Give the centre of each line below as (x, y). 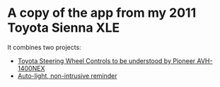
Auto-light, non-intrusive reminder (67, 76)
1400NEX (31, 68)
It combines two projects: (44, 47)
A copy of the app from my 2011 (102, 13)
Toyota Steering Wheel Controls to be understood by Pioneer (106, 60)
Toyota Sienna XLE (64, 28)
